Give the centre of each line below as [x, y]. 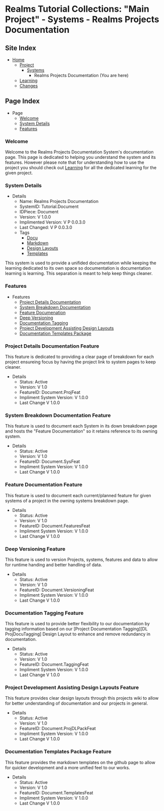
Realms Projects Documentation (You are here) [81, 75]
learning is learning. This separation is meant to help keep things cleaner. [79, 274]
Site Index [21, 48]
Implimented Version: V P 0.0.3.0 [52, 222]
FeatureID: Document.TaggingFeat [54, 664]
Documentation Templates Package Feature [58, 752]
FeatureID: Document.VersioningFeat [57, 590]
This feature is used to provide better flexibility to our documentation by [78, 624]
